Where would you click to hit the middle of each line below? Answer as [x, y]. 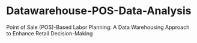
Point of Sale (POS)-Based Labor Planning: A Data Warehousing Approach [98, 27]
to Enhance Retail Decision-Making [50, 33]
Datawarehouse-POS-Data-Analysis [99, 11]
